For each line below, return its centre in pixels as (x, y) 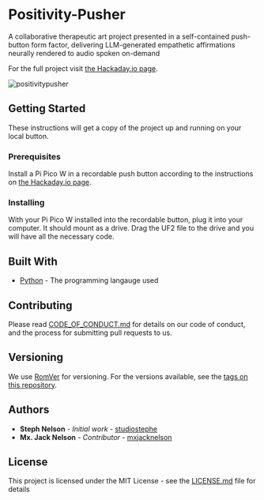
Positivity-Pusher (67, 15)
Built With (33, 261)
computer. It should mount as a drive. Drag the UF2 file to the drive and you (131, 228)
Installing (26, 202)
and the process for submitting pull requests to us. (90, 333)
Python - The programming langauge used (89, 280)
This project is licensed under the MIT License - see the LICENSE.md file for (132, 481)
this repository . (33, 385)
